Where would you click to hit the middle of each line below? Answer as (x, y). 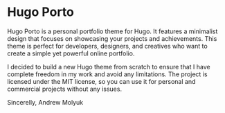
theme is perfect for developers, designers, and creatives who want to (107, 46)
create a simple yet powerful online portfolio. (71, 53)
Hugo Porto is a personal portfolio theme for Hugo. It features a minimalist (112, 31)
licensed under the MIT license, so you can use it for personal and (101, 81)
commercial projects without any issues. (65, 89)
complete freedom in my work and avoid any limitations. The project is (107, 74)
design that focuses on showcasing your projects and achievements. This (112, 38)
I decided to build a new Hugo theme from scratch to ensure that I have (109, 67)
